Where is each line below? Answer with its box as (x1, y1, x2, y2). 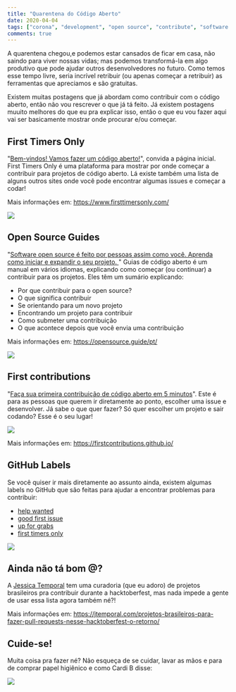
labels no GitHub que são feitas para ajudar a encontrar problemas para (7, 485, 216, 493)
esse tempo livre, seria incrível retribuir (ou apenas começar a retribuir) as (7, 72, 223, 80)
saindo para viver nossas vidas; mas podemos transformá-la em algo (7, 57, 209, 65)
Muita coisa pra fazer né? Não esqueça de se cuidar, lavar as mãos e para (7, 656, 223, 665)
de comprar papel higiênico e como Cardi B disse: (7, 664, 153, 672)
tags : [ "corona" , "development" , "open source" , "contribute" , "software (7, 23, 229, 30)
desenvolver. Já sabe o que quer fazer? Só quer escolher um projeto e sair (7, 404, 224, 413)
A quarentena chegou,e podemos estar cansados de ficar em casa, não (7, 49, 216, 58)
